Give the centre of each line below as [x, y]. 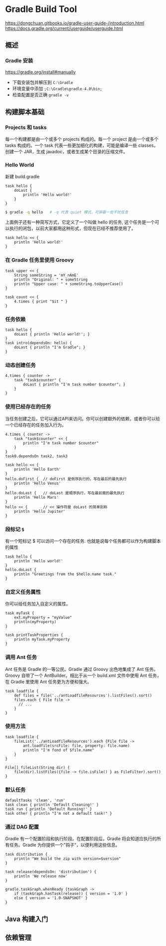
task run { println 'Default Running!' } [49, 809]
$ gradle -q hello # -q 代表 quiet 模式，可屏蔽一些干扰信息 [67, 212]
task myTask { [20, 613]
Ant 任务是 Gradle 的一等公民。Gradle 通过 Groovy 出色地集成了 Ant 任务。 [82, 669]
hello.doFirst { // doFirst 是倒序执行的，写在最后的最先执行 [66, 479]
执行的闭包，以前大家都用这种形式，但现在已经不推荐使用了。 [72, 229]
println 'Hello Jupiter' [40, 511]
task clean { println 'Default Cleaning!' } [52, 805]
